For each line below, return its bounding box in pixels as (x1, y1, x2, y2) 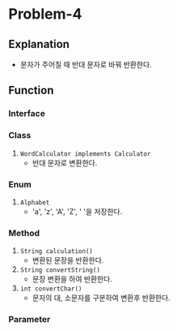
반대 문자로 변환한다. (32, 157, 98, 167)
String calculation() (19, 247, 93, 256)
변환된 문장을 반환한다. (32, 256, 104, 265)
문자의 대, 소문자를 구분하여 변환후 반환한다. (32, 293, 171, 303)
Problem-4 (8, 5, 82, 24)
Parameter (8, 314, 51, 325)
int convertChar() (19, 285, 82, 293)
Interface (8, 108, 46, 119)
